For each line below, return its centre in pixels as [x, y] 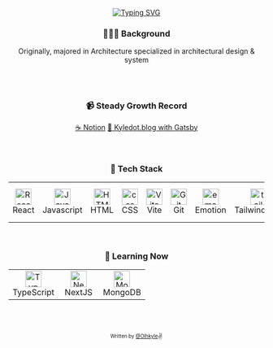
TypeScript [33, 293]
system [136, 60]
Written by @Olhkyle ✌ [136, 337]
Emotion [210, 210]
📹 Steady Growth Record [136, 106]
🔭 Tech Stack [136, 168]
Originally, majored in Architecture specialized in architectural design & [136, 51]
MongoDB [122, 293]
